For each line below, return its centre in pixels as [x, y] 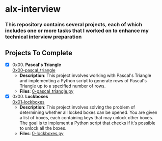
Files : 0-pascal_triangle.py [46, 91]
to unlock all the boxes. [43, 128]
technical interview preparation [43, 37]
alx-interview [33, 9]
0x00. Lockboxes [30, 96]
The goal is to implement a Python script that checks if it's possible [87, 123]
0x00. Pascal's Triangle [37, 65]
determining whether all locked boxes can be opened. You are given [88, 112]
